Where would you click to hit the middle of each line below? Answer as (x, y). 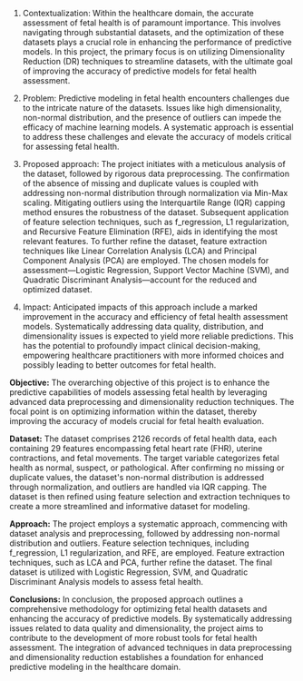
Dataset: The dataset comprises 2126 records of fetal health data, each (143, 439)
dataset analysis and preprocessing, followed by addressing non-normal (145, 533)
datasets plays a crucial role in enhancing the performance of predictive (157, 42)
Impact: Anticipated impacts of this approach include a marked (140, 307)
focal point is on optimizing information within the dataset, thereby (133, 411)
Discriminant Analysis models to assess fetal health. (107, 582)
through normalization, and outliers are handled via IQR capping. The (138, 487)
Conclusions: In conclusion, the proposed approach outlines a (126, 599)
